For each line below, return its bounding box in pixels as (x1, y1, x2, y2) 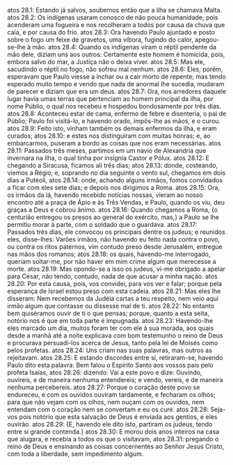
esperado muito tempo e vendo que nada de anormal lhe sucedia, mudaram (7, 80, 225, 88)
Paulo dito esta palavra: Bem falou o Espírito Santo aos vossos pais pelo (7, 361, 214, 369)
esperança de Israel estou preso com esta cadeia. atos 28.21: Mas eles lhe (7, 287, 221, 295)
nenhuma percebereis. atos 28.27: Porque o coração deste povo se (7, 383, 200, 391)
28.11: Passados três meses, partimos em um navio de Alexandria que (7, 146, 207, 155)
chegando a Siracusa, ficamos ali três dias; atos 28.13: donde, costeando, (7, 161, 218, 169)
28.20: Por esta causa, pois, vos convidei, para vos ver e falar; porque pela (7, 280, 223, 287)
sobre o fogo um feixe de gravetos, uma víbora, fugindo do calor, (7, 36, 193, 44)
